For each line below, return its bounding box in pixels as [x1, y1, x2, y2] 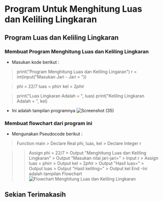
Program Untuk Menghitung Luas [4, 3, 142, 15]
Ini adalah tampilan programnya [11, 107, 75, 113]
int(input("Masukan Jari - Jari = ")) [16, 74, 87, 79]
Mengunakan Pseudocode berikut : [11, 131, 83, 137]
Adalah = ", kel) [16, 98, 47, 104]
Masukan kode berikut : [11, 59, 60, 65]
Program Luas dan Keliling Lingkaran [4, 33, 119, 42]
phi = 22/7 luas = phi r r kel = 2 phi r [16, 83, 85, 89]
